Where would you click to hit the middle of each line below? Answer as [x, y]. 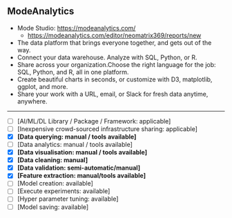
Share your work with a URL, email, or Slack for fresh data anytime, [113, 94]
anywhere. [32, 101]
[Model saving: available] [53, 207]
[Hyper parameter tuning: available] [68, 199]
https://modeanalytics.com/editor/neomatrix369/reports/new [114, 35]
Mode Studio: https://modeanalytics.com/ [76, 28]
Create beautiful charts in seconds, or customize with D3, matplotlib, [115, 79]
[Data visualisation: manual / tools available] [82, 152]
